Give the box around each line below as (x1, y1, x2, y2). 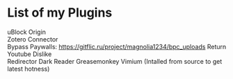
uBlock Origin (7, 28, 47, 36)
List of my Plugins (7, 5, 113, 21)
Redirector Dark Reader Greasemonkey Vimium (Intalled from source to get (7, 57, 223, 65)
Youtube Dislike (7, 50, 52, 58)
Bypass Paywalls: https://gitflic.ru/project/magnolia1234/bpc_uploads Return (7, 42, 227, 51)
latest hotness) (7, 64, 50, 73)
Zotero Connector (7, 35, 58, 43)
